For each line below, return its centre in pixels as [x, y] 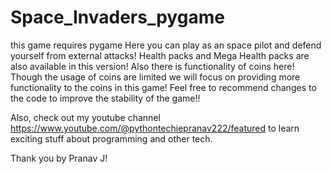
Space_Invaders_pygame [117, 17]
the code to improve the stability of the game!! [105, 98]
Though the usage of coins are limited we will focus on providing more [155, 77]
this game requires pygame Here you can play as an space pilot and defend [166, 45]
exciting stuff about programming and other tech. [111, 138]
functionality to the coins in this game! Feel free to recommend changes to [163, 87]
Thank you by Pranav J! [59, 158]
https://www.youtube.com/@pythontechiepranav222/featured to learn [155, 128]
